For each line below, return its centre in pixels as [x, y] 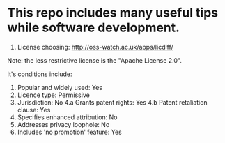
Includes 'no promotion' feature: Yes [69, 132]
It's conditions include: [40, 74]
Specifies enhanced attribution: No [67, 117]
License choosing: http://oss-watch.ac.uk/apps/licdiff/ [95, 47]
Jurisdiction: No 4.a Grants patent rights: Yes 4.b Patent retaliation [112, 102]
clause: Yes [34, 110]
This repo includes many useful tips [113, 13]
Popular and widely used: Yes [60, 87]
